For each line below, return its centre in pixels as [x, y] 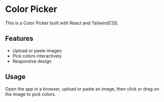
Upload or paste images [37, 50]
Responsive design [32, 61]
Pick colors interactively [37, 56]
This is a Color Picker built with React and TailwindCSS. [62, 23]
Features [19, 39]
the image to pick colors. [31, 94]
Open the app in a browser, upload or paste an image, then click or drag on [82, 89]
